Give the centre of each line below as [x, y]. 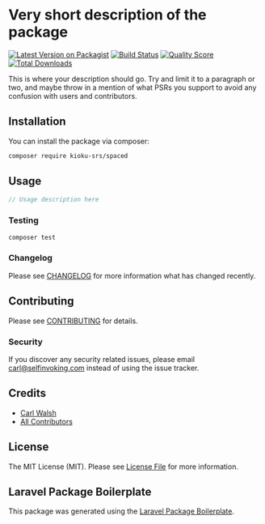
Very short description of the [108, 15]
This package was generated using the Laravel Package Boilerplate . [122, 511]
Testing [23, 220]
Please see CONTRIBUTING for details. [74, 321]
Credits [27, 393]
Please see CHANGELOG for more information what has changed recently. [132, 275]
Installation [37, 122]
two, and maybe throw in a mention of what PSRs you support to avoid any [132, 87]
